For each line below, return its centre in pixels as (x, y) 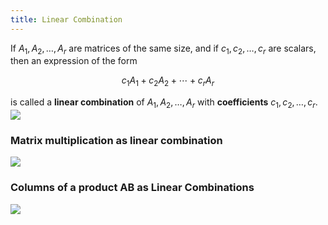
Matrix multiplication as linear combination (116, 140)
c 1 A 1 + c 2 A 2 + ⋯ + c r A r (168, 81)
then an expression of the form (74, 61)
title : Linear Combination (66, 19)
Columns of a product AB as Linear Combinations (132, 188)
